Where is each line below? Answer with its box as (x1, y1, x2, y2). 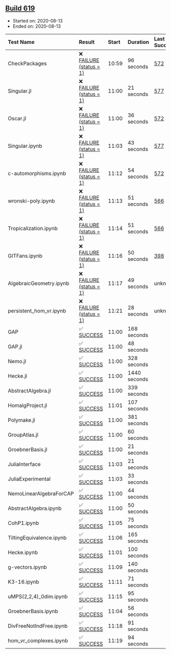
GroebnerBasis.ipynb (8, 607, 59, 615)
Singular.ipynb (8, 142, 42, 149)
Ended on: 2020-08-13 (12, 23, 61, 29)
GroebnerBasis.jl (8, 446, 47, 453)
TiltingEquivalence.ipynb (8, 534, 67, 541)
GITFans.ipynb (8, 252, 43, 259)
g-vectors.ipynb (8, 563, 47, 571)
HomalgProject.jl (8, 401, 47, 409)
